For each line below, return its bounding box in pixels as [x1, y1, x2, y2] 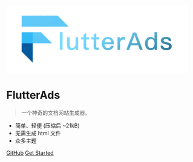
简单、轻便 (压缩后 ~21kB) [15, 121, 80, 129]
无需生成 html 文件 [15, 129, 62, 137]
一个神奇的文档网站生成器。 [21, 109, 91, 116]
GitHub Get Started [6, 149, 54, 156]
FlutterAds [6, 88, 61, 102]
